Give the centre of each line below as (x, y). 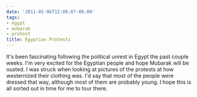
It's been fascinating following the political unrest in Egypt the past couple (97, 57)
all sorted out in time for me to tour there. (57, 88)
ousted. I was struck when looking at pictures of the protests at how (90, 69)
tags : (13, 17)
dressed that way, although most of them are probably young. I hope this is (99, 82)
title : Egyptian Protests (38, 40)
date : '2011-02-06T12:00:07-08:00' (51, 12)
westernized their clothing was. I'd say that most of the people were (90, 76)
